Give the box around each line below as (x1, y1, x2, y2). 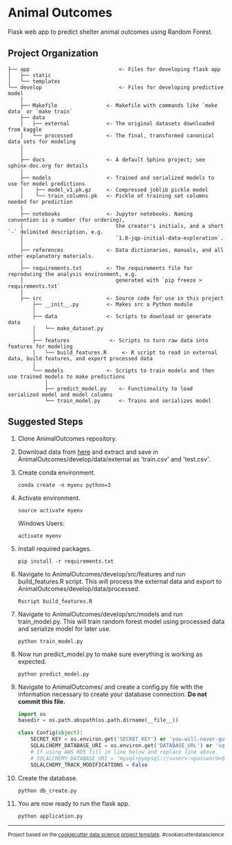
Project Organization (8, 48, 98, 59)
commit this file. (17, 697, 66, 705)
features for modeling (8, 343, 73, 350)
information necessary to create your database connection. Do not (17, 690, 207, 698)
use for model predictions (8, 180, 85, 187)
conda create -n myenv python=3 (17, 481, 111, 488)
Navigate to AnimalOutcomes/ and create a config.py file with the (17, 682, 204, 691)
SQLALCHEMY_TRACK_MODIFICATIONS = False (30, 761, 148, 769)
